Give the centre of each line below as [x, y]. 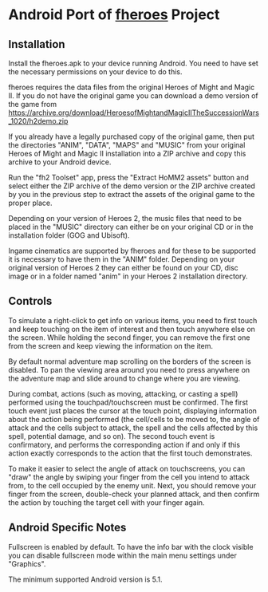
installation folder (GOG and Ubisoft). [69, 235]
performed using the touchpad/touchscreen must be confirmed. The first [128, 402]
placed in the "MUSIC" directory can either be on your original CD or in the [131, 227]
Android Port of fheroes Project [114, 15]
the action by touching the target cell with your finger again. [106, 502]
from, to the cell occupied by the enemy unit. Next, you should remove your [132, 485]
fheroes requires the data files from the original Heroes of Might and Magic [132, 87]
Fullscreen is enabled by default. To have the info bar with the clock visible [131, 547]
